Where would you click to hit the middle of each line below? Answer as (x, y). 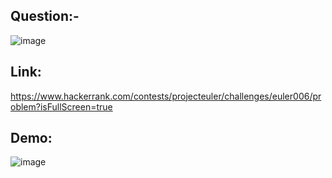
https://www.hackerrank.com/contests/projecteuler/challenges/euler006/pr (166, 96)
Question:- (45, 16)
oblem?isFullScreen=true (61, 106)
